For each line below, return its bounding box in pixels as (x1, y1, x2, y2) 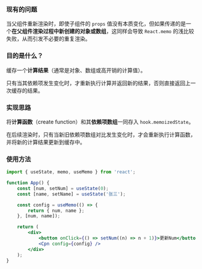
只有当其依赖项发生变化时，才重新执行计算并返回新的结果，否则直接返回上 (6, 79, 191, 87)
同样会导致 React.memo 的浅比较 (116, 28, 194, 35)
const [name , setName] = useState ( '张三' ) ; (17, 191, 126, 197)
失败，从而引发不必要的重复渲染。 (6, 35, 91, 43)
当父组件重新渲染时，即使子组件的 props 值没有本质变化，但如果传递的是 (6, 20, 186, 28)
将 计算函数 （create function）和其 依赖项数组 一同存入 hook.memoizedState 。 (6, 118, 194, 125)
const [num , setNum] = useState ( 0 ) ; (17, 185, 109, 191)
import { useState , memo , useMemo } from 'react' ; (6, 169, 136, 175)
